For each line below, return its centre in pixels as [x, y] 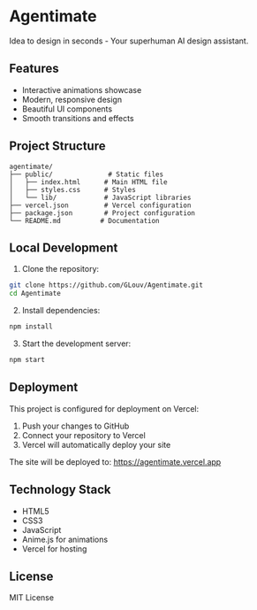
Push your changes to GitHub [76, 426]
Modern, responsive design [72, 99]
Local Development [64, 247]
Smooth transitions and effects [78, 118]
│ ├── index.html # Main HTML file [88, 182]
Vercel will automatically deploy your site [96, 444]
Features [34, 69]
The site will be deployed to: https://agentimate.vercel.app [115, 461]
